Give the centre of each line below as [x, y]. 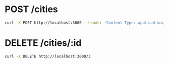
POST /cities [32, 9]
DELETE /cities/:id [43, 43]
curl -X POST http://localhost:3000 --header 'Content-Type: [70, 23]
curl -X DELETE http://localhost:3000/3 [48, 56]
